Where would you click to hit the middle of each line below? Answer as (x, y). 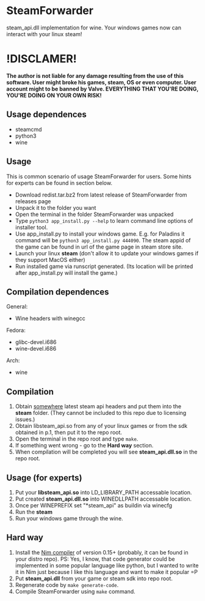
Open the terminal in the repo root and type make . (77, 439)
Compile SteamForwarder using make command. (75, 591)
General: (17, 307)
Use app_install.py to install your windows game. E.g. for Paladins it (100, 234)
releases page (33, 201)
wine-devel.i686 (36, 349)
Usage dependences (47, 115)
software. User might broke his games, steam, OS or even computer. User (101, 82)
